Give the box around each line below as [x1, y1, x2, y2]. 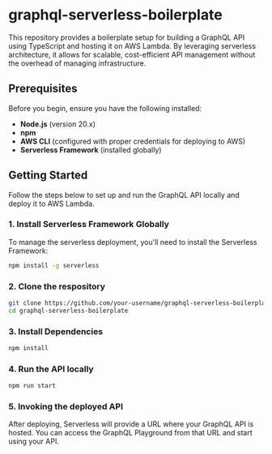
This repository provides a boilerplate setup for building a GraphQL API [8, 32, 245, 42]
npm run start [8, 382, 57, 390]
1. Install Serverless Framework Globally [8, 219, 170, 230]
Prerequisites [8, 82, 78, 96]
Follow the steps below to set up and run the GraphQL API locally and [8, 190, 240, 199]
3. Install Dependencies [8, 326, 104, 337]
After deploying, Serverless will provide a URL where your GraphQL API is [8, 419, 254, 429]
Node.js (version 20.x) [19, 119, 96, 129]
